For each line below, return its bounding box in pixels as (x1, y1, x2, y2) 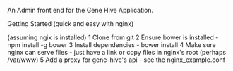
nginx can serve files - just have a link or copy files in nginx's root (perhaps (7, 49, 227, 56)
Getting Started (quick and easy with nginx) (7, 20, 134, 27)
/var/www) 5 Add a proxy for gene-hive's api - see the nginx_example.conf (7, 56, 226, 64)
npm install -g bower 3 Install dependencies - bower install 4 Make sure (7, 41, 217, 49)
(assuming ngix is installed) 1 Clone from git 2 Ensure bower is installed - (7, 33, 219, 41)
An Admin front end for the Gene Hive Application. (7, 6, 154, 14)
